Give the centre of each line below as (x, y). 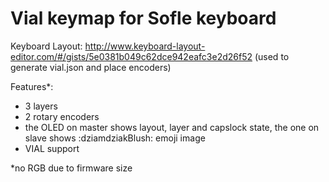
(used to (272, 56)
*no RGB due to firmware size (71, 168)
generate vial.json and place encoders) (91, 67)
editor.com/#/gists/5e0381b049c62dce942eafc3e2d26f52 (131, 56)
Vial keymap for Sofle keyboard (143, 18)
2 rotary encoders (62, 116)
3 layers (41, 106)
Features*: (32, 86)
